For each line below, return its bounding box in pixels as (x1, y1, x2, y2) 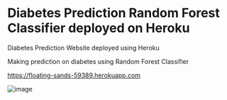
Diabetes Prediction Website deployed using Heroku (7, 43, 160, 52)
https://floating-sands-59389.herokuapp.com (7, 71, 140, 79)
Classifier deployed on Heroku (7, 20, 190, 36)
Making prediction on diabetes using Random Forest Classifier (7, 57, 189, 65)
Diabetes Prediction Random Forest (7, 5, 220, 21)
